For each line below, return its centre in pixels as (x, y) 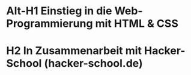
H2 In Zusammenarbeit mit (74, 51)
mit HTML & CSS (137, 24)
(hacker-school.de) (93, 63)
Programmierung (50, 24)
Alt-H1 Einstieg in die (59, 11)
